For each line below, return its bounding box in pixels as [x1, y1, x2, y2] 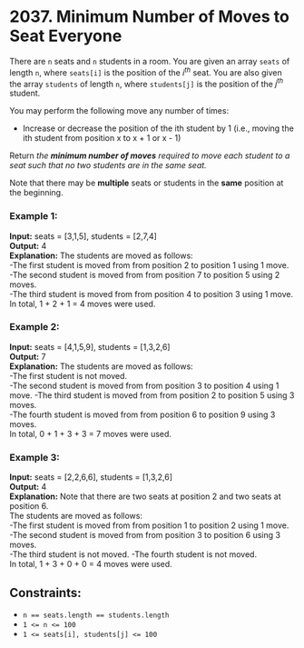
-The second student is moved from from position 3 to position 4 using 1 [9, 380, 279, 391]
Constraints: [9, 584, 82, 601]
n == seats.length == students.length [22, 611, 170, 620]
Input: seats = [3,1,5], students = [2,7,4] [9, 230, 157, 242]
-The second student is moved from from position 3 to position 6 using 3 [9, 530, 281, 541]
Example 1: [9, 210, 58, 223]
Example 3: [9, 451, 61, 464]
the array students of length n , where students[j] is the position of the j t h [9, 76, 284, 89]
